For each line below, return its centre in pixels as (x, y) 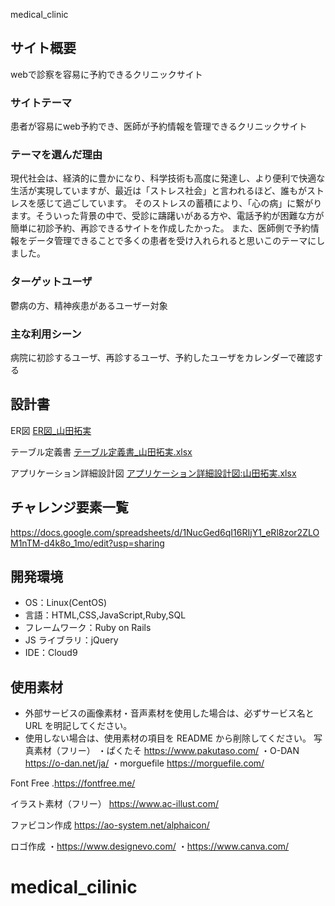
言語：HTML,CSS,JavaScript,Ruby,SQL (105, 615)
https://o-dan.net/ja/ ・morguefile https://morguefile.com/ (144, 763)
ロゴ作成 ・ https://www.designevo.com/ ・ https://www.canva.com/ (150, 846)
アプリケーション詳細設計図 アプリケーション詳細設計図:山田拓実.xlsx (153, 473)
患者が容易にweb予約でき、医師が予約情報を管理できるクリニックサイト (159, 126)
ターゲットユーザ (51, 282)
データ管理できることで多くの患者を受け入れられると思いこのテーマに (172, 241)
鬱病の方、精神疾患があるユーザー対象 (89, 305)
